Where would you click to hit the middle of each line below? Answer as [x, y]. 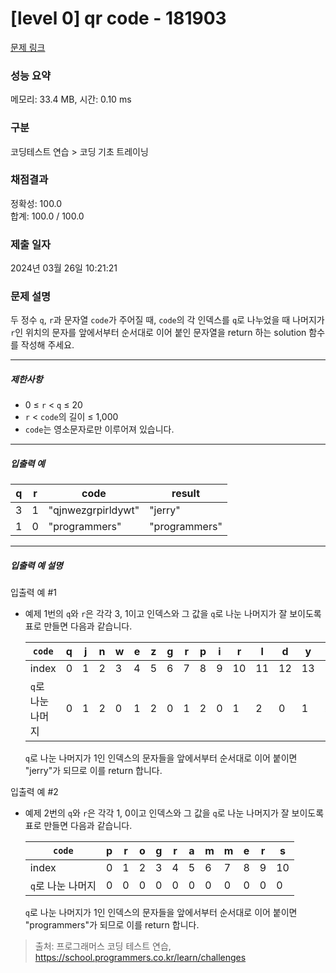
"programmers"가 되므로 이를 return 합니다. [112, 925]
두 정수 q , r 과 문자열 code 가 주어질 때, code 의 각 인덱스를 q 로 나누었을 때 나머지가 [167, 320]
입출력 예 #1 [33, 593]
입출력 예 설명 [36, 565]
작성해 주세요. [47, 345]
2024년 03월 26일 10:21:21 [64, 268]
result [186, 494]
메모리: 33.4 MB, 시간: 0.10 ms [71, 99]
